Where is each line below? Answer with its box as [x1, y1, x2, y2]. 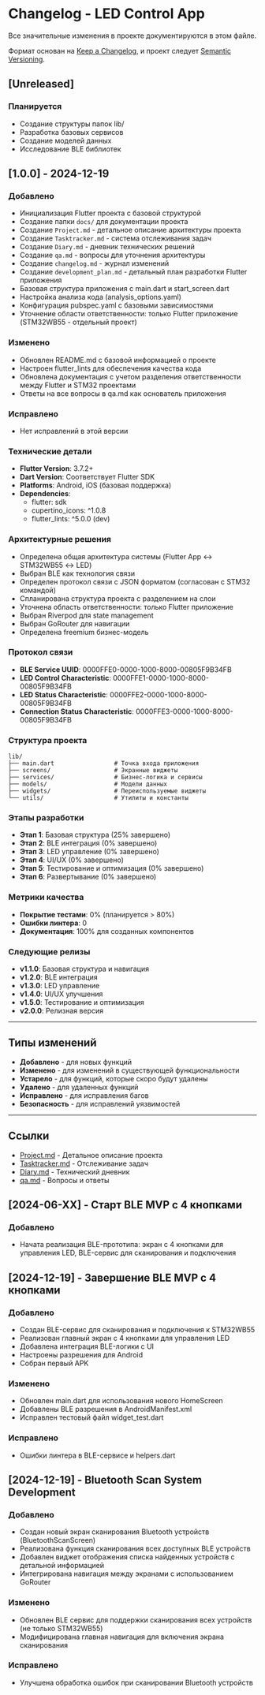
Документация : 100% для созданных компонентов [19, 926, 195, 935]
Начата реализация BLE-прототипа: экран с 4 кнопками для [19, 1240, 223, 1249]
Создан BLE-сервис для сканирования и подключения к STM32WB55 [19, 1324, 256, 1334]
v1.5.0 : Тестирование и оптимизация [19, 997, 144, 1006]
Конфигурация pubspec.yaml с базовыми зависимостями [19, 301, 214, 310]
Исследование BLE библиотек [19, 144, 121, 154]
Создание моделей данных [19, 136, 112, 145]
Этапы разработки [8, 812, 84, 823]
